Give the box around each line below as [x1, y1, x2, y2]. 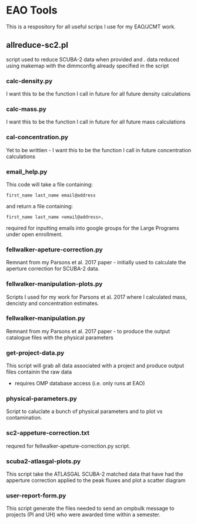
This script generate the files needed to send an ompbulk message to [6, 505, 175, 512]
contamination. [6, 414, 42, 421]
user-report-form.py [6, 491, 66, 499]
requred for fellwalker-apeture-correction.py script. [6, 442, 131, 449]
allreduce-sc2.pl [6, 40, 69, 50]
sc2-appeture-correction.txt [6, 429, 90, 437]
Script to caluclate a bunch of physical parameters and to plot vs [6, 408, 163, 415]
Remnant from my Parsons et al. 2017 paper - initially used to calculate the [6, 259, 186, 266]
